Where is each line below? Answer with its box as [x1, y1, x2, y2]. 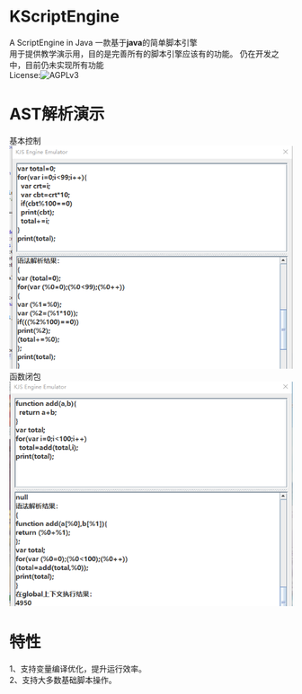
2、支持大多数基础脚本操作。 [9, 674, 117, 685]
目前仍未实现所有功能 [24, 59, 104, 70]
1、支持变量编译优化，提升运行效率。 [9, 663, 147, 674]
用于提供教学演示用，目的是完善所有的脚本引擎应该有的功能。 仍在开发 [9, 48, 271, 59]
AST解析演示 [9, 104, 105, 125]
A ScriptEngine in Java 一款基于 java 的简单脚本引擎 [9, 37, 198, 48]
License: [9, 69, 41, 80]
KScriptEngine [9, 6, 120, 27]
